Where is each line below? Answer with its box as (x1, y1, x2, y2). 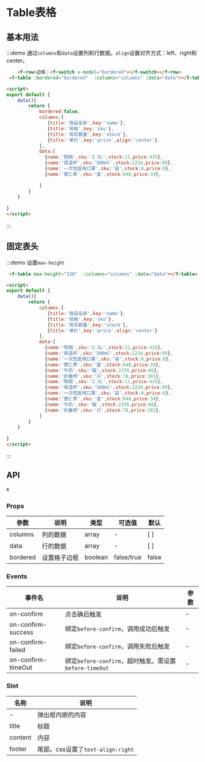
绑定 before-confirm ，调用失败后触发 (65, 642, 170, 651)
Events (6, 572, 27, 580)
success (9, 628, 34, 637)
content (9, 733, 32, 741)
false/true (113, 553, 142, 562)
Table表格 (6, 6, 57, 20)
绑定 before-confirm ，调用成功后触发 (65, 625, 170, 633)
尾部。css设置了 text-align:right (37, 745, 134, 753)
